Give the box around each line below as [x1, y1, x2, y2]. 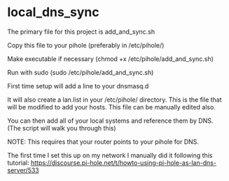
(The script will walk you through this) [7, 123, 117, 132]
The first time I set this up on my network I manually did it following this [7, 151, 213, 159]
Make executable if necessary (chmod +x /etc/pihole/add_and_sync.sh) [7, 54, 214, 63]
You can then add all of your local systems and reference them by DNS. [7, 116, 214, 125]
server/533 [7, 166, 40, 174]
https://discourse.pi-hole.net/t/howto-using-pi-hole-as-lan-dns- [30, 159, 217, 167]
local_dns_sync [7, 4, 99, 20]
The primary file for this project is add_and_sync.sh [7, 27, 155, 36]
